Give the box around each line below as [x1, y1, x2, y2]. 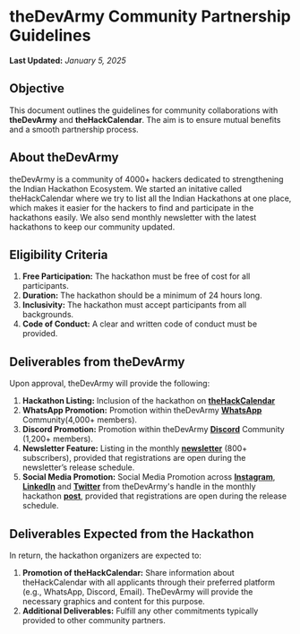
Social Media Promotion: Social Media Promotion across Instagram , [21, 472, 276, 482]
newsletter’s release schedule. [21, 462, 135, 473]
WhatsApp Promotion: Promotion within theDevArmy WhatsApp [21, 405, 262, 416]
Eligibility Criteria [9, 247, 108, 262]
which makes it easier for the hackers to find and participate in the [9, 202, 254, 213]
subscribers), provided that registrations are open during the [21, 453, 246, 464]
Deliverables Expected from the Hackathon [9, 526, 254, 542]
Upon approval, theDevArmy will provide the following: [9, 378, 210, 389]
